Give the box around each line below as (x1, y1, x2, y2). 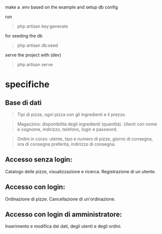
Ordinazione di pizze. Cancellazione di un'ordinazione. (5, 196, 116, 202)
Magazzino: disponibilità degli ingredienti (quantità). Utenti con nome (17, 121, 158, 127)
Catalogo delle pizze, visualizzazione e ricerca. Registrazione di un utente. (5, 168, 156, 174)
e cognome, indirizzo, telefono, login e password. (17, 126, 118, 132)
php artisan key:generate (17, 23, 68, 29)
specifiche (5, 79, 50, 90)
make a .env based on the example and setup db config (5, 4, 118, 10)
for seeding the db (5, 33, 43, 39)
